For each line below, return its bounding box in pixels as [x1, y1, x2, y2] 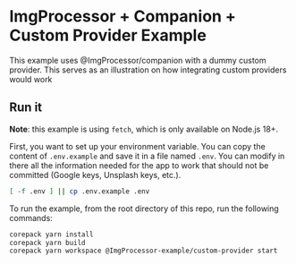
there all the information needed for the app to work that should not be [9, 159, 269, 171]
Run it [9, 100, 43, 115]
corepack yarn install [9, 230, 94, 239]
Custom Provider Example [9, 25, 207, 46]
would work [9, 73, 53, 84]
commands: [9, 212, 54, 223]
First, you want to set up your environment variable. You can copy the [9, 141, 266, 151]
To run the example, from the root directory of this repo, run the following [9, 203, 279, 214]
